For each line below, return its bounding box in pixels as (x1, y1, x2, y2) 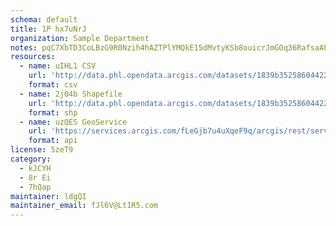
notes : (10, 42, 38, 53)
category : (10, 154, 52, 164)
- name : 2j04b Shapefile (19, 89, 123, 99)
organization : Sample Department (10, 33, 150, 43)
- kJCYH (19, 163, 52, 173)
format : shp (28, 107, 78, 118)
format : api (28, 136, 78, 146)
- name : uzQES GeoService (19, 117, 128, 127)
